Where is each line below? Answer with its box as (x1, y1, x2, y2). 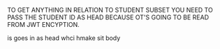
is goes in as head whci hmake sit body (7, 34, 121, 42)
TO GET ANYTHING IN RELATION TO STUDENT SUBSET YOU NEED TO (7, 6, 213, 14)
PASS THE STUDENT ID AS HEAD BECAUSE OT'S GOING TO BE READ (7, 13, 210, 21)
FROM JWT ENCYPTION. (7, 21, 80, 28)
